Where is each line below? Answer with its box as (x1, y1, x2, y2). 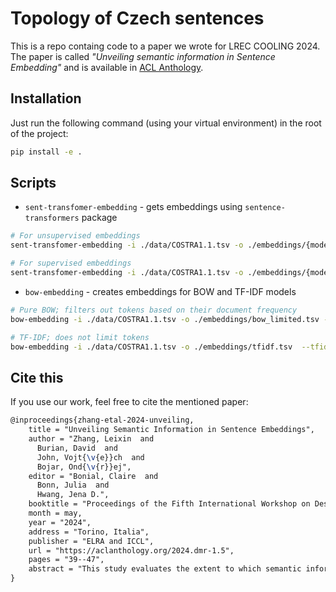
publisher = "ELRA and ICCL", (28, 536, 155, 546)
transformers (24, 213, 80, 224)
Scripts (10, 175, 57, 192)
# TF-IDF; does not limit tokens (10, 332, 150, 342)
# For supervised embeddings (10, 258, 132, 269)
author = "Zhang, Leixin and (28, 434, 155, 444)
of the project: (10, 127, 69, 139)
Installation (10, 90, 82, 107)
